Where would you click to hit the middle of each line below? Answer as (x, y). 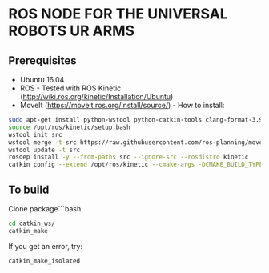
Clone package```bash (45, 208)
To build (29, 189)
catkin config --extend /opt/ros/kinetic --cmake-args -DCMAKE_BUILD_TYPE (136, 165)
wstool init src (35, 134)
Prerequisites (42, 60)
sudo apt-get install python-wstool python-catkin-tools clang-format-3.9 (136, 120)
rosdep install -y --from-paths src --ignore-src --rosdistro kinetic (128, 157)
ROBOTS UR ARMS (71, 31)
